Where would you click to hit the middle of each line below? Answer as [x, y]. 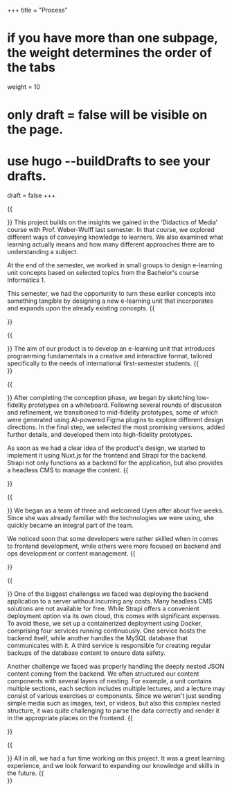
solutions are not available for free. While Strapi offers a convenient [103, 609]
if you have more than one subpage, [113, 38]
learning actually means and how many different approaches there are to [111, 244]
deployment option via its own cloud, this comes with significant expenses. [114, 616]
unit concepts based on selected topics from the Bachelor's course [103, 273]
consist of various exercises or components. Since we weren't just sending [114, 696]
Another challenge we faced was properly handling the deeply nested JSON [116, 667]
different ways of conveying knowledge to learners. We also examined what [115, 237]
